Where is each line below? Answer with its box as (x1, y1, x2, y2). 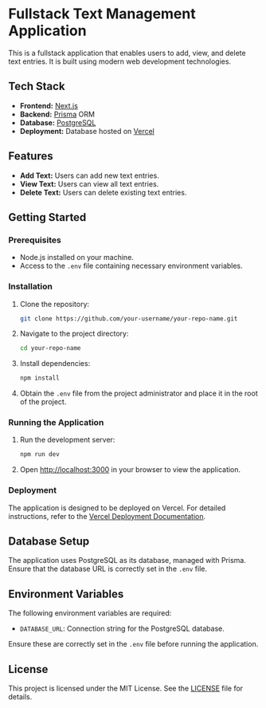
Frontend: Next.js (19, 100, 78, 110)
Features (8, 149, 53, 163)
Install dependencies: (19, 359, 91, 368)
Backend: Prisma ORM (19, 109, 96, 119)
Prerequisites (8, 234, 61, 246)
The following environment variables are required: (8, 608, 172, 618)
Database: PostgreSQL (19, 117, 96, 128)
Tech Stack (8, 80, 65, 93)
